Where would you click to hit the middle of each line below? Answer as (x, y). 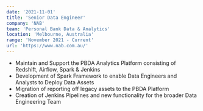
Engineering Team (38, 101)
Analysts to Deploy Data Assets (55, 82)
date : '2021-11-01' (31, 12)
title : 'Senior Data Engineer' (46, 18)
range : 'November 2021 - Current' (50, 40)
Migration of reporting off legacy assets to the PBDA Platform (92, 89)
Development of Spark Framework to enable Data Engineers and (96, 76)
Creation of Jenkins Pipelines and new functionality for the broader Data (106, 95)
